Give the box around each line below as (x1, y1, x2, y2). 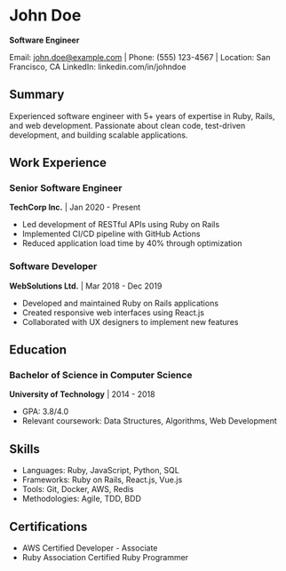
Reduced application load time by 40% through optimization (21, 238, 242, 249)
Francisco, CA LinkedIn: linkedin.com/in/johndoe (9, 61, 187, 72)
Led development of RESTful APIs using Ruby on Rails (21, 219, 220, 230)
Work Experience (9, 155, 107, 171)
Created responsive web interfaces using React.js (21, 307, 204, 318)
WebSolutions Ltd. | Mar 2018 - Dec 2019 (9, 281, 163, 291)
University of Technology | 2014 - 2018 (9, 389, 155, 400)
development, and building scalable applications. (9, 130, 188, 140)
